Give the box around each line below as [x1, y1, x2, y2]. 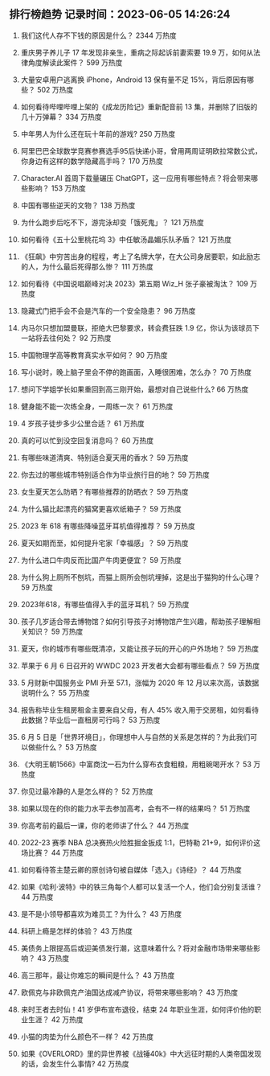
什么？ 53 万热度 [42, 742, 97, 752]
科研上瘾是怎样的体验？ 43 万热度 [20, 926, 133, 935]
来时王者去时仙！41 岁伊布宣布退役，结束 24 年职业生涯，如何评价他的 [20, 1004, 255, 1014]
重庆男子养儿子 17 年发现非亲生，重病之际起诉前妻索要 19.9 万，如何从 [20, 47, 254, 57]
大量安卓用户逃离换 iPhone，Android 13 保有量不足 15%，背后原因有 [20, 75, 247, 84]
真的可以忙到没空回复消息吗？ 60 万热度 [20, 435, 154, 445]
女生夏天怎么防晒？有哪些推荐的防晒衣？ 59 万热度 [20, 487, 189, 496]
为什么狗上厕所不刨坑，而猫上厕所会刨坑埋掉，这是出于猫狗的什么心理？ [20, 572, 260, 581]
